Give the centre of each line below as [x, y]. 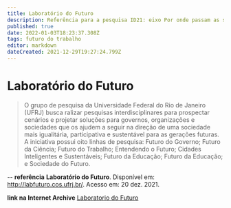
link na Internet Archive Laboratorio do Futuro [73, 198]
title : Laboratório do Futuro [51, 13]
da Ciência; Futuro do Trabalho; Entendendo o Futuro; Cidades [112, 149]
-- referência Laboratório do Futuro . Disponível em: [81, 177]
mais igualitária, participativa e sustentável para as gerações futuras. [122, 134]
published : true [30, 26]
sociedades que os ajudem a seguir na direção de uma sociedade [117, 127]
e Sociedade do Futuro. [57, 163]
